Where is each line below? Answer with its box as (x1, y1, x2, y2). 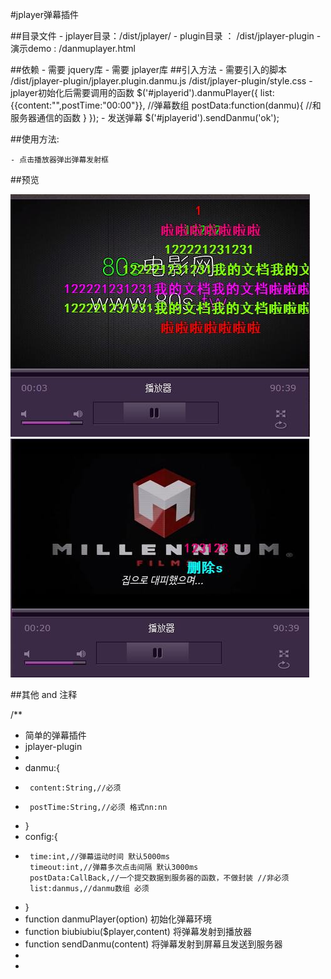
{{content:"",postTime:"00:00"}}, (10, 99, 146, 111)
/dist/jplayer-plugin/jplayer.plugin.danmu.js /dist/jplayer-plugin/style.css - (10, 75, 313, 87)
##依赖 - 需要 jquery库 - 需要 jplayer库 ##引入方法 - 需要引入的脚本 (10, 64, 288, 75)
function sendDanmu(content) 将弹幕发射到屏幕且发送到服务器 (24, 938, 283, 950)
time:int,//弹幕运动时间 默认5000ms (29, 852, 170, 862)
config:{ (24, 831, 58, 842)
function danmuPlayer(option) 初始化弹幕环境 (24, 913, 212, 925)
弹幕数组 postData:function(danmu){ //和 (153, 99, 322, 111)
